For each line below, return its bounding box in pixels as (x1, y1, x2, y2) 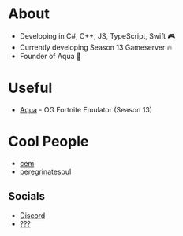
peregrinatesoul (19, 167, 72, 176)
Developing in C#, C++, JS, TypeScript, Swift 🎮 (19, 31, 176, 40)
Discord (19, 210, 46, 220)
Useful (8, 79, 53, 97)
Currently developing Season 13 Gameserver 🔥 (19, 42, 173, 52)
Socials (8, 190, 46, 203)
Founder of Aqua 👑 (19, 51, 81, 61)
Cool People (8, 133, 89, 150)
